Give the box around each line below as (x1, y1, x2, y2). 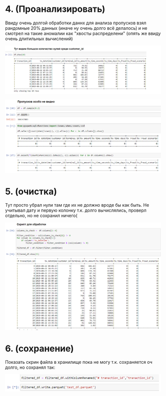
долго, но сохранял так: (5, 364, 55, 370)
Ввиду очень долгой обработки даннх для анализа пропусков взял (5, 20, 147, 26)
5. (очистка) (5, 186, 57, 197)
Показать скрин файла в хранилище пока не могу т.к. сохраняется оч (5, 359, 153, 365)
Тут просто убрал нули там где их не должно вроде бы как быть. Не (5, 202, 149, 208)
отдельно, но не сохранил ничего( (5, 213, 78, 219)
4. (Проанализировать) (5, 3, 105, 15)
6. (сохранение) (5, 343, 74, 354)
